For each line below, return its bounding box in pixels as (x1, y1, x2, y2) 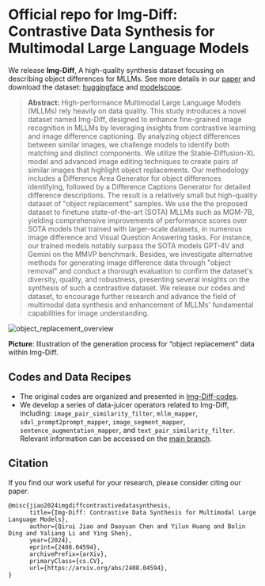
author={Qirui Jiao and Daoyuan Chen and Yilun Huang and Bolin (28, 522, 246, 530)
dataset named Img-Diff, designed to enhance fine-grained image (27, 114, 242, 124)
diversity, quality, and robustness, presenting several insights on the (27, 274, 250, 284)
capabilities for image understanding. (27, 308, 150, 318)
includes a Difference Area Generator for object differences (27, 173, 221, 183)
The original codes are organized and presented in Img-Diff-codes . (19, 391, 239, 401)
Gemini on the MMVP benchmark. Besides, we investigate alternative (27, 249, 253, 259)
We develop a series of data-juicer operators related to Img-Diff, (19, 400, 229, 409)
